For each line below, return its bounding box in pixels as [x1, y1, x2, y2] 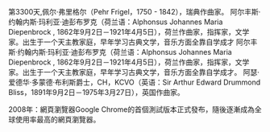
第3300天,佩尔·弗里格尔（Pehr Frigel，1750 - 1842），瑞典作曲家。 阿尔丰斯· [8, 7, 261, 16]
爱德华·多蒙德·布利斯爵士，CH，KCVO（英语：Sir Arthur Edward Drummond [8, 77, 261, 87]
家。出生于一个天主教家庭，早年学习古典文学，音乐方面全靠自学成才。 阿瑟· [8, 68, 260, 76]
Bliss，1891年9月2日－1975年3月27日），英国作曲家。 [8, 88, 185, 97]
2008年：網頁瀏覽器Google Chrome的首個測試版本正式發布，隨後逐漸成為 [8, 105, 255, 114]
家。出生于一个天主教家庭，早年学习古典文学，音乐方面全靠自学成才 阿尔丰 [8, 37, 258, 47]
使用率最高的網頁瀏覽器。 [15, 115, 101, 124]
